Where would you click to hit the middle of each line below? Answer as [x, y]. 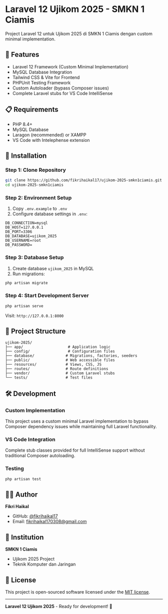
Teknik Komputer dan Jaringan [44, 564]
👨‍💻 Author [21, 495]
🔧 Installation [26, 156]
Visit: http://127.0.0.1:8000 [34, 315]
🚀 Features [22, 55]
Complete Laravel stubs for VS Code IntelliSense [62, 93]
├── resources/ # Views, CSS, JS [53, 365]
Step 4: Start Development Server [47, 296]
